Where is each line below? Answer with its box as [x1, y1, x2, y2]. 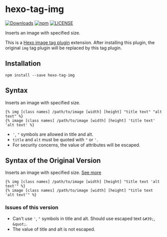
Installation [5, 59, 41, 68]
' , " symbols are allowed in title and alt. [12, 131, 93, 137]
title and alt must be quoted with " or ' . [12, 136, 98, 142]
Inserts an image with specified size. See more [5, 169, 101, 176]
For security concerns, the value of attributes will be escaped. [12, 142, 140, 148]
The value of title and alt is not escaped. [12, 226, 95, 232]
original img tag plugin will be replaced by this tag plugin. [5, 45, 122, 51]
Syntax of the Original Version [5, 156, 101, 165]
